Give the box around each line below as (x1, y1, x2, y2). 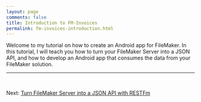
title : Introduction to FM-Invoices (6, 20, 98, 26)
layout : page (6, 8, 39, 15)
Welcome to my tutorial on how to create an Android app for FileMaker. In (6, 42, 187, 49)
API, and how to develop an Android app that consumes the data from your (6, 54, 191, 61)
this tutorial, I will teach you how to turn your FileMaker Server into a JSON (6, 48, 190, 55)
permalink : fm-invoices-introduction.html (6, 25, 114, 32)
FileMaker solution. (6, 61, 53, 68)
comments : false (6, 14, 47, 20)
